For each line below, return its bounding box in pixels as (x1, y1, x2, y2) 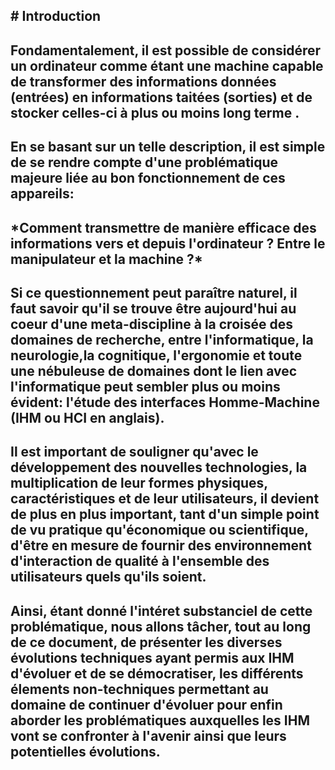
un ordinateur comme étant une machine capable (10, 57, 324, 74)
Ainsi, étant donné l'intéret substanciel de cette (10, 602, 313, 619)
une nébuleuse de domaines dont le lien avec (10, 362, 298, 379)
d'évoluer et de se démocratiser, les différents (10, 665, 304, 682)
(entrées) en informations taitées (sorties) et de (10, 89, 313, 106)
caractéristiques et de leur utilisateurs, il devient (10, 490, 320, 508)
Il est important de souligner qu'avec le (10, 444, 259, 461)
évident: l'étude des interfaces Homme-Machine (10, 394, 320, 411)
